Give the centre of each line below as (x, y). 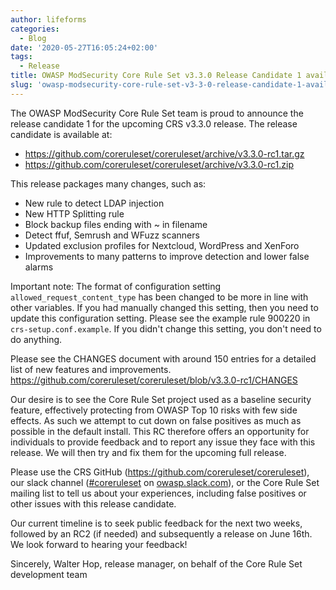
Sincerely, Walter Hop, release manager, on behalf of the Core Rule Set (156, 563)
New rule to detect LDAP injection (94, 203)
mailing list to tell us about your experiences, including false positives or (158, 493)
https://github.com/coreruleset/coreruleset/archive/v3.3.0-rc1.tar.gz (164, 153)
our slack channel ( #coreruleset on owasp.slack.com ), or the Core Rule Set (165, 482)
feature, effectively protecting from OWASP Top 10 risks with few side (154, 410)
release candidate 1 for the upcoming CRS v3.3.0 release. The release (154, 123)
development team (49, 574)
